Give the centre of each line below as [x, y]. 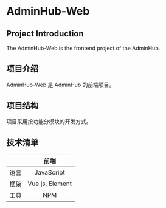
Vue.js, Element [50, 184]
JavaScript [50, 173]
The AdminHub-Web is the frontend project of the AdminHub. [83, 48]
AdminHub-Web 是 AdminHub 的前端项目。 [61, 85]
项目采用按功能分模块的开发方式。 [49, 121]
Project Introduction [45, 34]
